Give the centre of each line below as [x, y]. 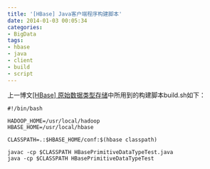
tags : [15, 41]
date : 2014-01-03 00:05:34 [47, 21]
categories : [25, 27]
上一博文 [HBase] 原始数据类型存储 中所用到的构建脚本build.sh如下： [107, 95]
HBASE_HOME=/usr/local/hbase [51, 127]
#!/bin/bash [25, 108]
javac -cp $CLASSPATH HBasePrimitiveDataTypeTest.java [90, 152]
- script [20, 73]
